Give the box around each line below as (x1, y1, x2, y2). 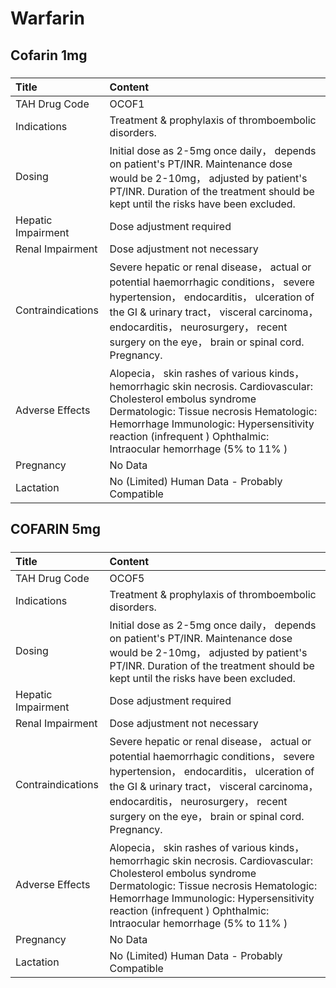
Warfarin (10, 7, 86, 30)
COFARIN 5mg (10, 521, 101, 538)
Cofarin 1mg (10, 47, 88, 64)
